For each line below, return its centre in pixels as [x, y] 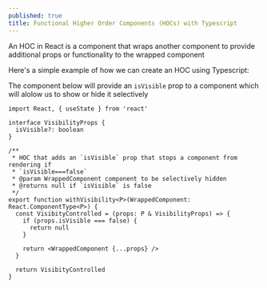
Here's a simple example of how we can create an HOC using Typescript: [129, 70]
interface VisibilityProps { [57, 122]
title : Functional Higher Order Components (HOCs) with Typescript [123, 23]
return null [49, 228]
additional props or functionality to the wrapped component [107, 54]
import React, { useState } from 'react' [78, 109]
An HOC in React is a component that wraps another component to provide [132, 46]
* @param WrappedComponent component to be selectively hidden [119, 178]
